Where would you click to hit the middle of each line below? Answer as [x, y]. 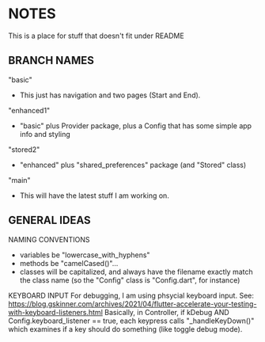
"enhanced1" [29, 110]
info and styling [45, 134]
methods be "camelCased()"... [69, 263]
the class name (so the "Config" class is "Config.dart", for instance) [130, 280]
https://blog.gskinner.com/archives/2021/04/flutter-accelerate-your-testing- [132, 304]
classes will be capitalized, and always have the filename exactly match [136, 272]
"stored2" [24, 149]
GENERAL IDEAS [49, 220]
